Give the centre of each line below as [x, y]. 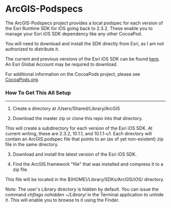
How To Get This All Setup [38, 93]
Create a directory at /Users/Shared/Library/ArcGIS [66, 109]
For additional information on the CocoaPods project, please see [73, 74]
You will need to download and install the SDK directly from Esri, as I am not [85, 43]
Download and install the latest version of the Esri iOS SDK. [75, 154]
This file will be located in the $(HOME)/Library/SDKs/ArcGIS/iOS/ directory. [85, 180]
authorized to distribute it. [32, 49]
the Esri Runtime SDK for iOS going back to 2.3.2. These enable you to [79, 28]
